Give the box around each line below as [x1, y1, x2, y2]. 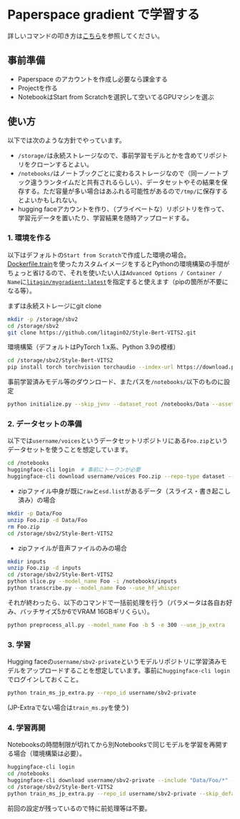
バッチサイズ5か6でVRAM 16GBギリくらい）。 [19, 607, 154, 615]
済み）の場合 [17, 496, 56, 504]
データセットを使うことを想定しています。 [7, 446, 132, 454]
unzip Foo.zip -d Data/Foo [7, 516, 88, 523]
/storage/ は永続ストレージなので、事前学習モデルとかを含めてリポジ [17, 151, 222, 159]
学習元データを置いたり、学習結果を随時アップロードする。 [17, 213, 194, 222]
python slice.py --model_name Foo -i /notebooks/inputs [7, 578, 177, 586]
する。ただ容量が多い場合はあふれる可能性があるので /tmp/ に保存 [24, 186, 216, 195]
